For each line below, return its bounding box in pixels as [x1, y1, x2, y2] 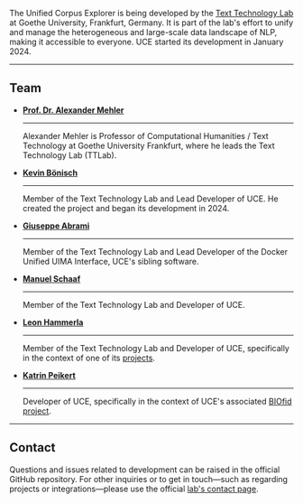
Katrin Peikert [22, 369, 77, 380]
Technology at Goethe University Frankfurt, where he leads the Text [22, 140, 275, 151]
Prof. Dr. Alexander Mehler [22, 104, 124, 116]
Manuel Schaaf [22, 273, 81, 284]
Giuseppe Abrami [22, 220, 90, 231]
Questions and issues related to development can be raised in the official [9, 464, 280, 475]
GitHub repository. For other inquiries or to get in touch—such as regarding [9, 473, 289, 484]
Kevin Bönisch [22, 167, 78, 178]
